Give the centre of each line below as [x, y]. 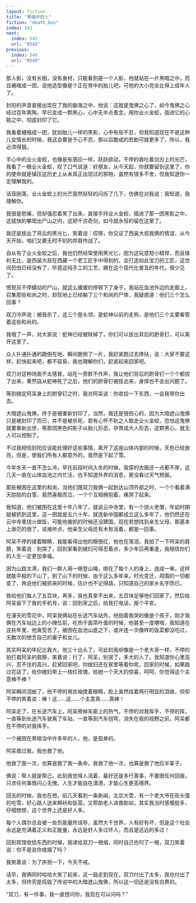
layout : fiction [26, 11]
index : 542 [24, 39]
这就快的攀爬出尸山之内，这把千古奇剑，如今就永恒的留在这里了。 [85, 221]
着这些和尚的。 [24, 321]
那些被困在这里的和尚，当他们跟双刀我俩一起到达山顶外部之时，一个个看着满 [98, 487]
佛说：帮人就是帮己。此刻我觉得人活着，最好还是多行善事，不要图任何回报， [98, 775]
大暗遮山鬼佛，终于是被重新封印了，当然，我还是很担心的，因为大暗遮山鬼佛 [98, 413]
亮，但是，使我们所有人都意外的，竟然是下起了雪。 [67, 455]
